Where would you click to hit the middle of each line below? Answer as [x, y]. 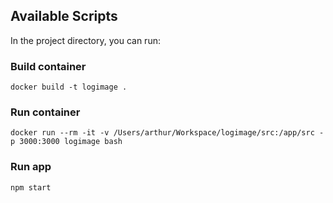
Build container [48, 66]
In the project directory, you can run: [85, 40]
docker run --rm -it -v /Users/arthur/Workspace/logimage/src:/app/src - [167, 133]
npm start [31, 187]
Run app [31, 167]
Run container [45, 112]
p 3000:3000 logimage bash [66, 142]
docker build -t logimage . [69, 87]
